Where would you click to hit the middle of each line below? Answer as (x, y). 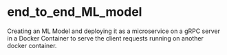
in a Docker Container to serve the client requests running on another (106, 38)
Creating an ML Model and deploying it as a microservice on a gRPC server (113, 31)
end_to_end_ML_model (75, 12)
